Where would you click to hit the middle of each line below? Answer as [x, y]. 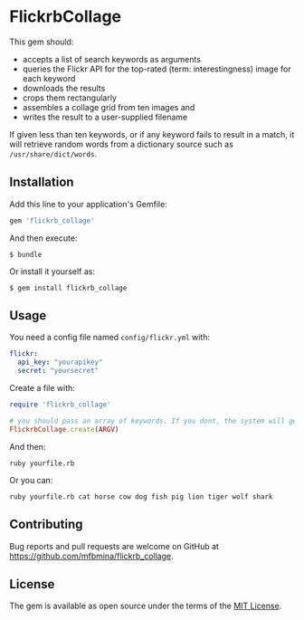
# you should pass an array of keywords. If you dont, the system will [147, 421]
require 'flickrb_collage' [60, 405]
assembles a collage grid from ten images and [109, 107]
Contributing [46, 525]
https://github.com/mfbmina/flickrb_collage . [91, 556]
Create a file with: [42, 388]
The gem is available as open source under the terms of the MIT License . [146, 606]
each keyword [49, 78]
